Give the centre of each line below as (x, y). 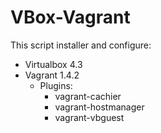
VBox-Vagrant (70, 17)
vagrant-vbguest (89, 117)
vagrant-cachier (88, 96)
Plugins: (56, 85)
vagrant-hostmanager (99, 107)
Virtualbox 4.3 (53, 64)
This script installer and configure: (81, 45)
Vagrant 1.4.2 (52, 75)
